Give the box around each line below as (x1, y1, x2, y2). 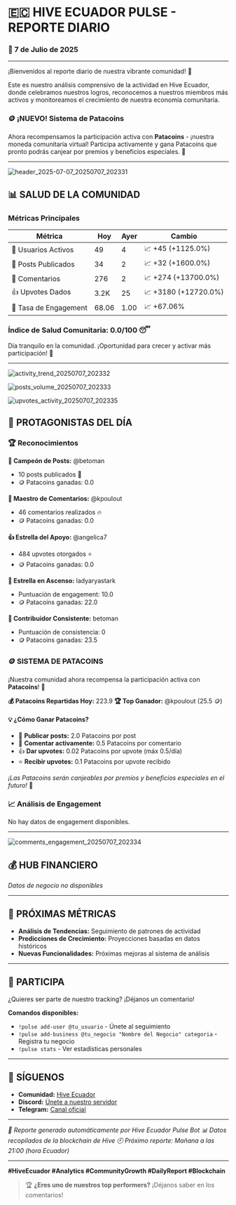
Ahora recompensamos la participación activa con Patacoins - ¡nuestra (8, 132, 214, 141)
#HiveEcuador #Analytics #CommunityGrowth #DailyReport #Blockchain (8, 1166, 226, 1175)
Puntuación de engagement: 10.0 (18, 590, 114, 599)
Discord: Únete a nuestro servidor (18, 1097, 118, 1106)
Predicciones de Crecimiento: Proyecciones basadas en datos (18, 934, 200, 942)
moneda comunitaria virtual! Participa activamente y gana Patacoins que (8, 140, 217, 148)
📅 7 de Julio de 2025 (8, 45, 79, 55)
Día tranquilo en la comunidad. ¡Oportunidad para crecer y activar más (8, 341, 211, 350)
